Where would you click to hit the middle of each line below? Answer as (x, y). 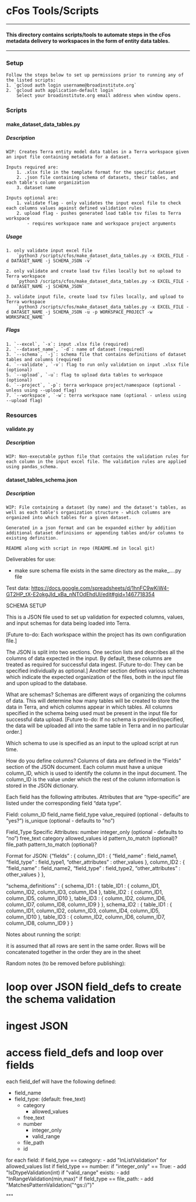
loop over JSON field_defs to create (94, 987)
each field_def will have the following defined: (61, 1081)
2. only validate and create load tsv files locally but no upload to (94, 271)
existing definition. (32, 538)
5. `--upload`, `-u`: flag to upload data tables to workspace (85, 375)
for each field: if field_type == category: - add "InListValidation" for (87, 1160)
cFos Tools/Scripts (52, 11)
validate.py (20, 429)
